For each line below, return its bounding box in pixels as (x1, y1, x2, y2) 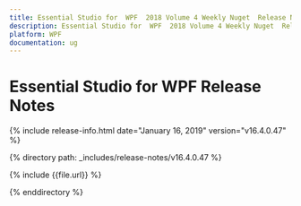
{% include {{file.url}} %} (9, 169, 102, 180)
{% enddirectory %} (9, 187, 83, 198)
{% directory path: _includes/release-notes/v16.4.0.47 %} (9, 152, 222, 163)
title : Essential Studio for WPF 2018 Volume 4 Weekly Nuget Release (9, 13, 287, 22)
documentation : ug (9, 38, 78, 47)
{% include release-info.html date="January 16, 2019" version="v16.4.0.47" (9, 125, 287, 136)
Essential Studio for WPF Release (9, 77, 262, 97)
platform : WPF (9, 30, 63, 39)
